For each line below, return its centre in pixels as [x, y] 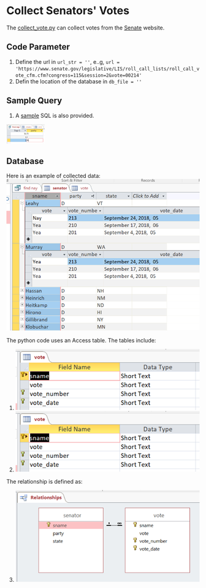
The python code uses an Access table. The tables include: [81, 341]
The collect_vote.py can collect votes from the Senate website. [86, 28]
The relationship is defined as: [44, 482]
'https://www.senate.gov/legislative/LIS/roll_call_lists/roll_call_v [107, 69]
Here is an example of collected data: [54, 176]
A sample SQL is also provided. [55, 115]
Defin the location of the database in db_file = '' [78, 81]
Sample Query [34, 101]
